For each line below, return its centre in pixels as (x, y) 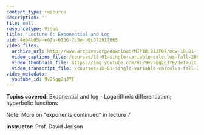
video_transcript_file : (42, 68)
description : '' (27, 18)
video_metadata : (27, 74)
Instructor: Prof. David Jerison (45, 127)
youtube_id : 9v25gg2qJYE (43, 79)
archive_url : (28, 51)
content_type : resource (36, 12)
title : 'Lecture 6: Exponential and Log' (59, 35)
